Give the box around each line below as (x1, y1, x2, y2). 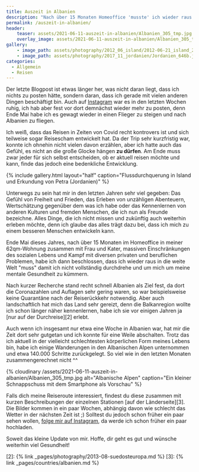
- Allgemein (11, 64, 41, 70)
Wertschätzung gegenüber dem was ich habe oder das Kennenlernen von (6, 202, 187, 210)
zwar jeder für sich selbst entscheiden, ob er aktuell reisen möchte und (6, 154, 180, 161)
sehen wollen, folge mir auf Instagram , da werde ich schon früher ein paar (6, 417, 187, 425)
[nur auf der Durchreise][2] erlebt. (6, 313, 89, 321)
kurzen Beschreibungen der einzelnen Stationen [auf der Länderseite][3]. (6, 398, 185, 406)
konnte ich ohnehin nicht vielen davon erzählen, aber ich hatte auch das (6, 141, 182, 148)
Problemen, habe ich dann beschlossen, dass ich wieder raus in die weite (6, 258, 185, 265)
